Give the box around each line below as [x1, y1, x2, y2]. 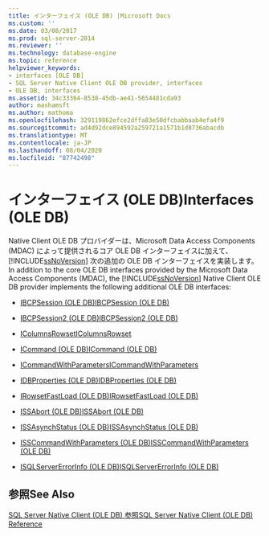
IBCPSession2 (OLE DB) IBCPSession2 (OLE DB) [19, 313, 178, 323]
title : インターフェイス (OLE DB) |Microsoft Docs [8, 11, 171, 20]
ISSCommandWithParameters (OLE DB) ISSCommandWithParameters [19, 438, 249, 448]
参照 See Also [8, 487, 75, 501]
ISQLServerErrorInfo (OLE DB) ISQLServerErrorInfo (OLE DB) [19, 462, 219, 472]
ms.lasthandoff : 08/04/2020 [8, 146, 103, 154]
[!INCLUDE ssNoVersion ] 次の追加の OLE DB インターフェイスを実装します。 [8, 256, 259, 266]
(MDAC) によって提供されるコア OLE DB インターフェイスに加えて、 [8, 246, 233, 256]
